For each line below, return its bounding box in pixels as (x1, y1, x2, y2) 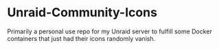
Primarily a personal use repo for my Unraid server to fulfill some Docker (7, 27, 213, 35)
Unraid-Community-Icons (7, 5, 158, 20)
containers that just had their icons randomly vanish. (7, 34, 156, 42)
